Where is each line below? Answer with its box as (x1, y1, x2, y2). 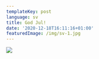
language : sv (6, 14, 39, 20)
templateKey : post (6, 8, 52, 15)
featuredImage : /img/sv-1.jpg (6, 31, 81, 37)
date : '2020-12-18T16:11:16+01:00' (6, 25, 94, 31)
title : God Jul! (6, 19, 46, 25)
